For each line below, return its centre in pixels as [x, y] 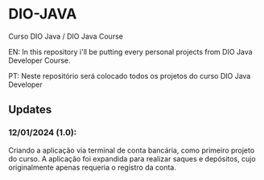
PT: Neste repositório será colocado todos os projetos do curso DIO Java [130, 76]
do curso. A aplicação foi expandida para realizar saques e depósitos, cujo [132, 158]
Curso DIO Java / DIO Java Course [66, 36]
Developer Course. [39, 60]
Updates [30, 110]
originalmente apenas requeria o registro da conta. [93, 167]
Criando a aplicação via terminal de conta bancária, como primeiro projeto [132, 150]
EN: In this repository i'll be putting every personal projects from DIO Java [130, 51]
